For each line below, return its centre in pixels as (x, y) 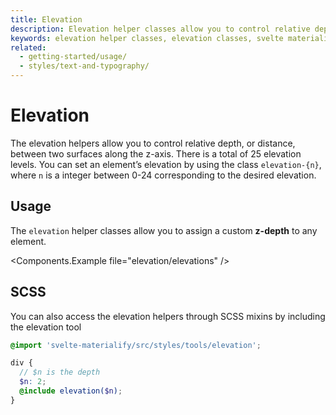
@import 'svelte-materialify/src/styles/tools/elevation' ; (136, 345)
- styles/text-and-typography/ (84, 66)
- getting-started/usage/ (73, 57)
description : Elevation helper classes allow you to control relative (160, 29)
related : (28, 47)
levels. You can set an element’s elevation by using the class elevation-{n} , (166, 164)
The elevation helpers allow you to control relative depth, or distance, (153, 143)
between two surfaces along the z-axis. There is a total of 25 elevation (156, 153)
